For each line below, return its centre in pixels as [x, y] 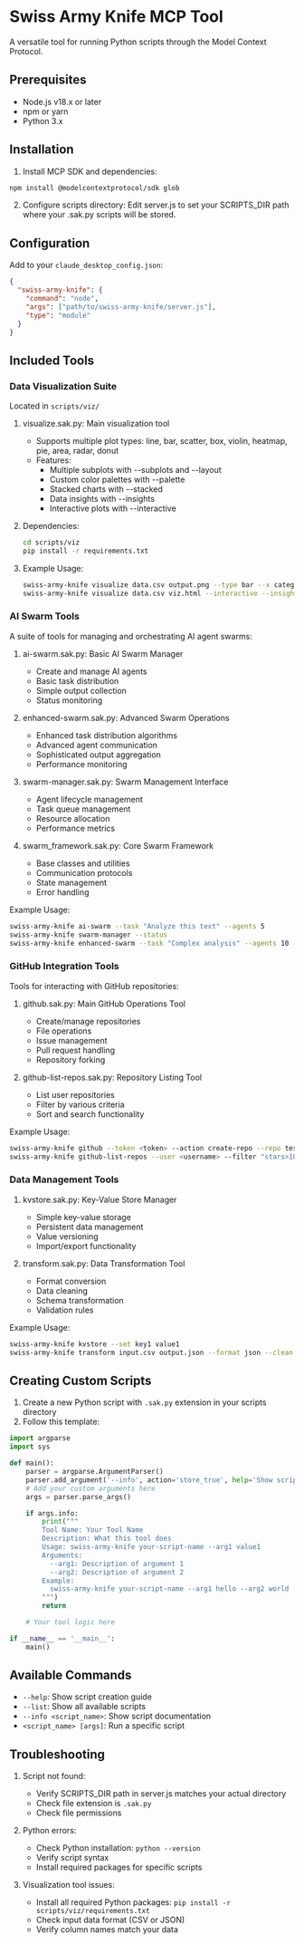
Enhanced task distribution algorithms [107, 735]
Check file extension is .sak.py [94, 1804]
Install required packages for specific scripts [119, 1867]
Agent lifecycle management [89, 799]
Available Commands [71, 1675]
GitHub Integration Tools [64, 967]
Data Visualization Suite [63, 386]
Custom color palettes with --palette [117, 480]
